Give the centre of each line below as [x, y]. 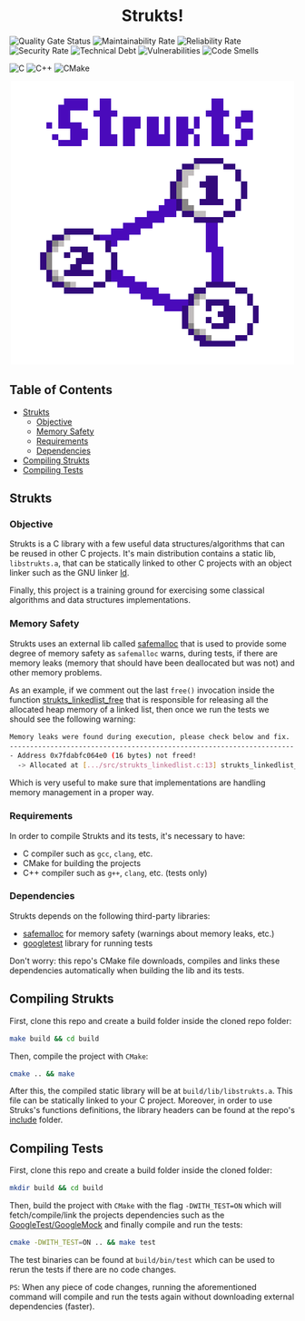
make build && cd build [54, 1039]
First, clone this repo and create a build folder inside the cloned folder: [141, 1170]
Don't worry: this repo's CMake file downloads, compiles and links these [145, 961]
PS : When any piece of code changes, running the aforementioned [133, 1286]
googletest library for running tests [88, 943]
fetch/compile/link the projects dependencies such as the [117, 1215]
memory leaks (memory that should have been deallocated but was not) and [152, 663]
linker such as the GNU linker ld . [69, 573]
